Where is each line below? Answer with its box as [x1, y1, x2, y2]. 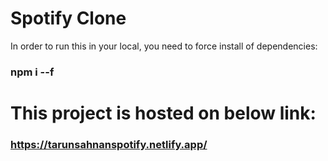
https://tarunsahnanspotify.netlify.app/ [10, 137, 208, 151]
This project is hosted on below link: [10, 102, 317, 125]
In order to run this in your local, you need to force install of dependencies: [10, 40, 318, 52]
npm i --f [10, 65, 55, 79]
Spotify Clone [10, 7, 127, 30]
